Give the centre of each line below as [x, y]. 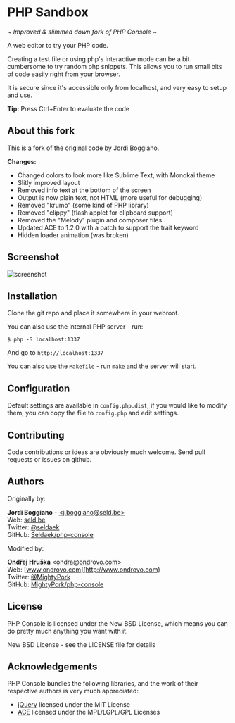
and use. [20, 95]
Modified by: [26, 548]
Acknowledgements [52, 667]
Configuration [39, 388]
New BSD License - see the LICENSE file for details [82, 644]
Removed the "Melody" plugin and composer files [90, 220]
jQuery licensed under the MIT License [74, 705]
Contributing [36, 435]
